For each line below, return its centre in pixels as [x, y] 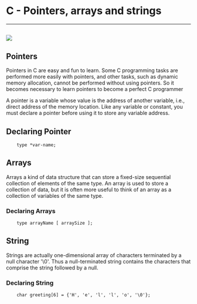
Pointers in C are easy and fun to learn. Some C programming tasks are [92, 70]
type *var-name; [37, 145]
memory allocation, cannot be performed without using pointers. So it [90, 83]
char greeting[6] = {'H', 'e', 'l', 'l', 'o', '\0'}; [84, 295]
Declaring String [30, 283]
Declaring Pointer [39, 131]
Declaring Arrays [31, 211]
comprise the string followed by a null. [52, 268]
